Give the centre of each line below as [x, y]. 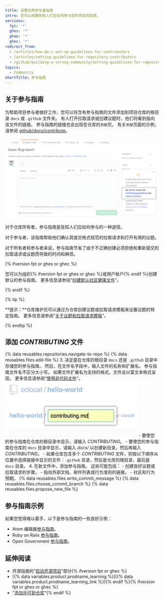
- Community [22, 73]
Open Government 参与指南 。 [42, 541]
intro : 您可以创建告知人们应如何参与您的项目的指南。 [53, 15]
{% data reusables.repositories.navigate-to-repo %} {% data [66, 354]
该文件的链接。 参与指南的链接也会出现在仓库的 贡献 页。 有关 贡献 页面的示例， [82, 124]
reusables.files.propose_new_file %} [42, 489]
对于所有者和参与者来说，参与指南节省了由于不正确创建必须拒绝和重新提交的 [82, 247]
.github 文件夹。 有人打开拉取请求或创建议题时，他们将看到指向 [91, 118]
